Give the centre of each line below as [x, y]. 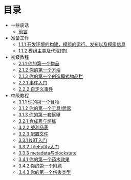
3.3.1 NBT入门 [33, 140]
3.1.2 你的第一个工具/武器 [45, 108]
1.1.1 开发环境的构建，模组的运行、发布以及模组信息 [72, 44]
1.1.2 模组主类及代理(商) [43, 51]
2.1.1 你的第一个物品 [39, 63]
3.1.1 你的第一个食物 [39, 102]
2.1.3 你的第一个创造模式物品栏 [51, 76]
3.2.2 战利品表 [34, 127]
